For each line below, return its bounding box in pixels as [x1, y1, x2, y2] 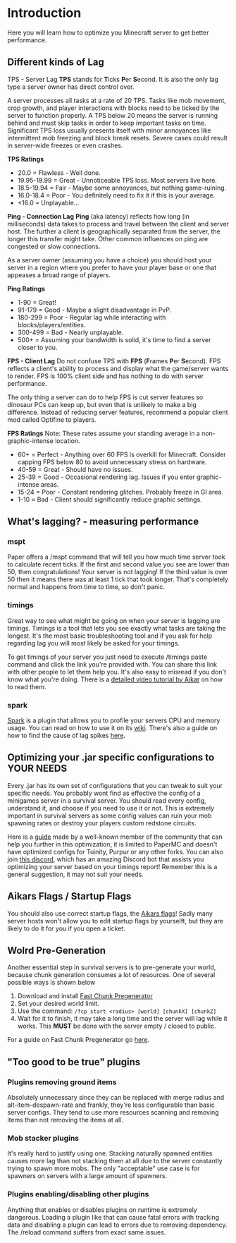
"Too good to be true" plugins [7, 1056, 141, 1068]
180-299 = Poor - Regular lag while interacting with [17, 313, 166, 322]
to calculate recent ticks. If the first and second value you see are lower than [7, 560, 230, 569]
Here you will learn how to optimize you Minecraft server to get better [7, 28, 209, 37]
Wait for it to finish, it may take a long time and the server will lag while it [17, 1014, 228, 1023]
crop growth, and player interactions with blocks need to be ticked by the [7, 104, 220, 112]
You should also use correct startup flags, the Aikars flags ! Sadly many [7, 909, 213, 918]
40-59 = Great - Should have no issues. [17, 465, 133, 473]
